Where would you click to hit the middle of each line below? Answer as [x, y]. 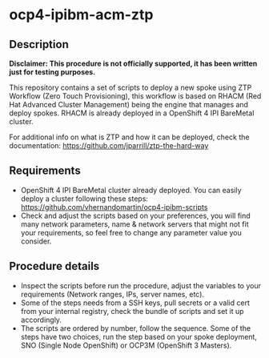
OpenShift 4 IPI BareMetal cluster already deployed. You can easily [131, 190]
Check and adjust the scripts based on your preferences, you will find [135, 215]
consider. [36, 241]
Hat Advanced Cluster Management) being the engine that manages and [129, 105]
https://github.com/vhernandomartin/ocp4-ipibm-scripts [114, 207]
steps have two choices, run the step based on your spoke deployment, [139, 336]
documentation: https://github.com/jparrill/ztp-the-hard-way [109, 145]
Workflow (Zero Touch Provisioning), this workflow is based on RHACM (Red [135, 96]
